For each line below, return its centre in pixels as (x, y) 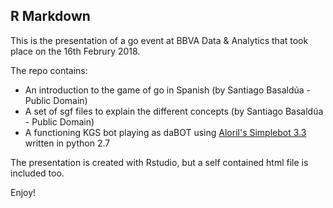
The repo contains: (49, 70)
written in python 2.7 (67, 143)
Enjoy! (23, 192)
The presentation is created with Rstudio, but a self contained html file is (159, 162)
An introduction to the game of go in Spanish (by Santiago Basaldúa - (167, 90)
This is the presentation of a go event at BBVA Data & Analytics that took (159, 40)
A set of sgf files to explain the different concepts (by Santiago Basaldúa (174, 111)
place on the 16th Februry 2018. (75, 51)
